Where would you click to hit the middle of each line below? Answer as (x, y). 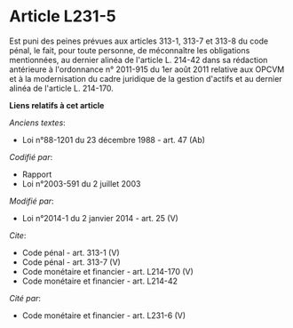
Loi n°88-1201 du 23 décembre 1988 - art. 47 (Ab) (114, 140)
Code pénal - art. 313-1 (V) (71, 252)
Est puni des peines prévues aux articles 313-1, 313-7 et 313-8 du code (139, 41)
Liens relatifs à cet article (57, 105)
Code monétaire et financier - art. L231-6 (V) (104, 315)
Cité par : (25, 298)
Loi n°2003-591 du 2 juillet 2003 (81, 183)
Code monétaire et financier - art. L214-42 (100, 281)
